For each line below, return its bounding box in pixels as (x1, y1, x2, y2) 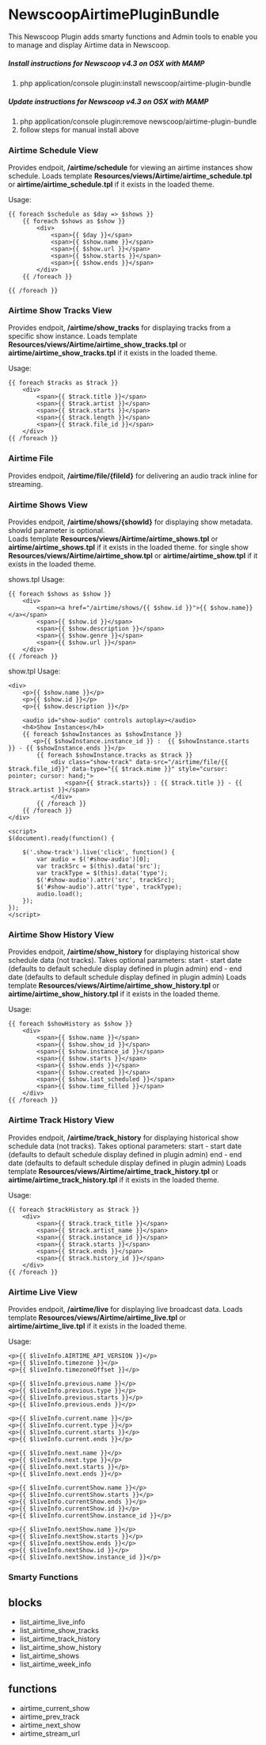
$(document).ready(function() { (8, 834, 115, 842)
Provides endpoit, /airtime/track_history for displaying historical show (8, 1133, 239, 1142)
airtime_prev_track (19, 1712, 80, 1721)
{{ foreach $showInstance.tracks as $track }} (36, 751, 193, 759)
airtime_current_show (19, 1703, 90, 1712)
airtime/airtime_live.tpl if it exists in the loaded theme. (8, 1321, 188, 1330)
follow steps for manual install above (19, 125, 140, 134)
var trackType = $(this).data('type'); (36, 869, 169, 877)
